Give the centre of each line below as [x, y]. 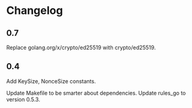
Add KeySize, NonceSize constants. [51, 81]
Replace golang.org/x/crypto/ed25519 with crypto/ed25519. [81, 47]
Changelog [35, 11]
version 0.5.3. [23, 99]
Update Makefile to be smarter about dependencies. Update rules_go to [96, 93]
